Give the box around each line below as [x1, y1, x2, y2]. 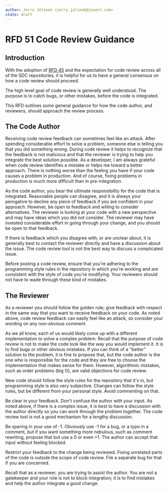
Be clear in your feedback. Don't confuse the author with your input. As [5, 398, 152, 404]
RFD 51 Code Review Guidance [5, 34, 135, 45]
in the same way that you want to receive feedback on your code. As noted [5, 310, 160, 316]
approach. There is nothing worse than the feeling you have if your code [5, 168, 154, 174]
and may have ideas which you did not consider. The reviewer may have [5, 214, 154, 221]
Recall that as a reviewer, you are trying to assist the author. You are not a [5, 470, 157, 476]
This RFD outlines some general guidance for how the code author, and [5, 102, 152, 108]
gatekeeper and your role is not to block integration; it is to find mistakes [5, 475, 155, 481]
